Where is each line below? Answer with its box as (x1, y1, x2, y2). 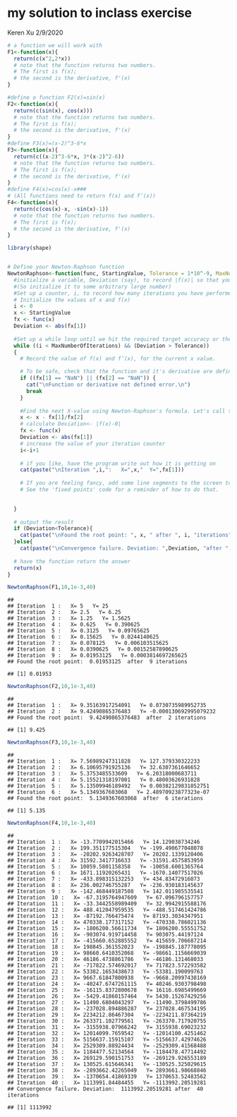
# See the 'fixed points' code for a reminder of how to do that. (20, 486, 219, 493)
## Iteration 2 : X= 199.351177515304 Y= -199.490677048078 (7, 845, 203, 852)
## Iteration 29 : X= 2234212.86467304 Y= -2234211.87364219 (7, 1011, 207, 1018)
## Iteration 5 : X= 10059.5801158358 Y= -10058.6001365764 (7, 863, 203, 870)
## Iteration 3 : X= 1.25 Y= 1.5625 (7, 615, 131, 622)
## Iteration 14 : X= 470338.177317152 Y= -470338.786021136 (7, 919, 207, 926)
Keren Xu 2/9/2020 (7, 28, 63, 37)
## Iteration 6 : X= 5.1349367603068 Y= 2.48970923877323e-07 (7, 789, 210, 796)
